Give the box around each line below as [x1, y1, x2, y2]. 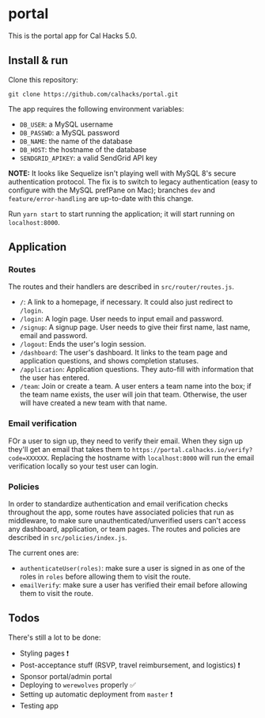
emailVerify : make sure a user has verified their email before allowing [19, 580, 248, 590]
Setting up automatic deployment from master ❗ [19, 690, 173, 699]
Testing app [19, 701, 59, 710]
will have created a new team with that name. [19, 398, 168, 408]
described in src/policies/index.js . [8, 533, 128, 542]
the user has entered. [19, 373, 90, 382]
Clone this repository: [8, 74, 79, 84]
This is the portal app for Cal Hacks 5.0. [8, 31, 138, 40]
